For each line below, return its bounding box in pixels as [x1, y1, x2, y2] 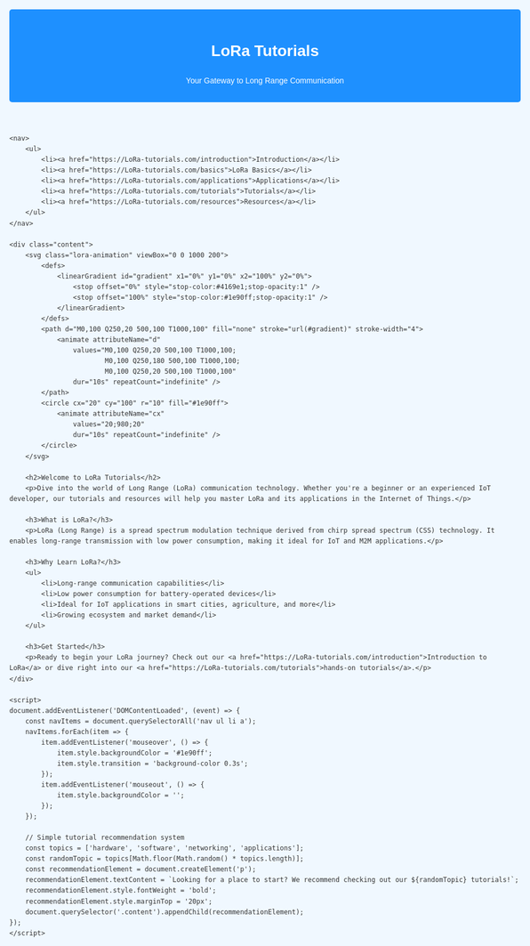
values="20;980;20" [72, 420, 145, 429]
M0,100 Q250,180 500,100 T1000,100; [104, 357, 241, 366]
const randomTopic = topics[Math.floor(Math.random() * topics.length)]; [25, 854, 304, 863]
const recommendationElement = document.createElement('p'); [25, 865, 256, 874]
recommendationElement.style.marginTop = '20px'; [25, 897, 213, 906]
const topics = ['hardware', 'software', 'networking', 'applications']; [25, 844, 304, 853]
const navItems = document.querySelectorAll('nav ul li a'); [25, 716, 256, 725]
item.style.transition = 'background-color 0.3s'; [56, 759, 249, 768]
